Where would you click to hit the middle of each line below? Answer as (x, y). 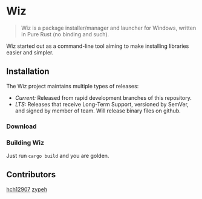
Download (22, 126)
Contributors (31, 175)
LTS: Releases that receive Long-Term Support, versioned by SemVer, (102, 104)
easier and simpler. (30, 52)
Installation (28, 72)
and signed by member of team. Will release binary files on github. (98, 111)
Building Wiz (25, 142)
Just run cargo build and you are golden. (58, 155)
